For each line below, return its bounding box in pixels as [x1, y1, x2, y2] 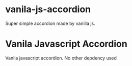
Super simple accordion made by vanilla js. [5, 20, 95, 26]
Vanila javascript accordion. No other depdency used [5, 55, 117, 61]
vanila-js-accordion [5, 4, 91, 15]
